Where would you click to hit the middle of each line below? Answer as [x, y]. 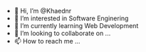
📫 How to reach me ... [47, 41]
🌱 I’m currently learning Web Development [76, 26]
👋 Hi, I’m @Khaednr [43, 11]
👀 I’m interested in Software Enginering [71, 18]
